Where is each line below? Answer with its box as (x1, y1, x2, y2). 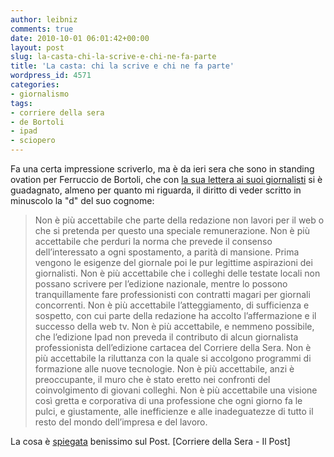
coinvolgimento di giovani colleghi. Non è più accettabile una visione (34, 384, 318, 396)
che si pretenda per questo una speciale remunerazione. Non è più (34, 225, 310, 236)
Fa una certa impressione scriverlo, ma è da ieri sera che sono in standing (10, 163, 315, 175)
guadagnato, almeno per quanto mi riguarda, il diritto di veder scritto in (10, 184, 302, 196)
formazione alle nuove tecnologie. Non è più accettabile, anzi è (34, 363, 295, 375)
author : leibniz (10, 14, 78, 25)
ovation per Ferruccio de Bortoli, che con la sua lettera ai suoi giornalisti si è (10, 174, 323, 185)
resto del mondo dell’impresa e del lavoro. (34, 416, 208, 428)
